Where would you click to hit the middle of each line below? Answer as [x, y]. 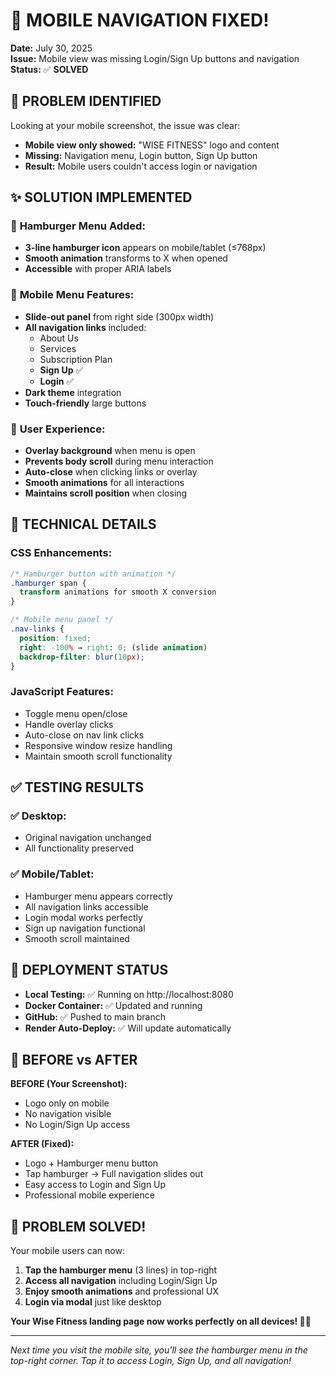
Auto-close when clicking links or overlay [111, 472]
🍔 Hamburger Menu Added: [78, 226]
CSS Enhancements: [61, 553]
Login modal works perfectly [83, 917]
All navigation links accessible [86, 906]
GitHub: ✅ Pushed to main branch [95, 1016]
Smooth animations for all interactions [104, 483]
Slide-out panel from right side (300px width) [119, 316]
